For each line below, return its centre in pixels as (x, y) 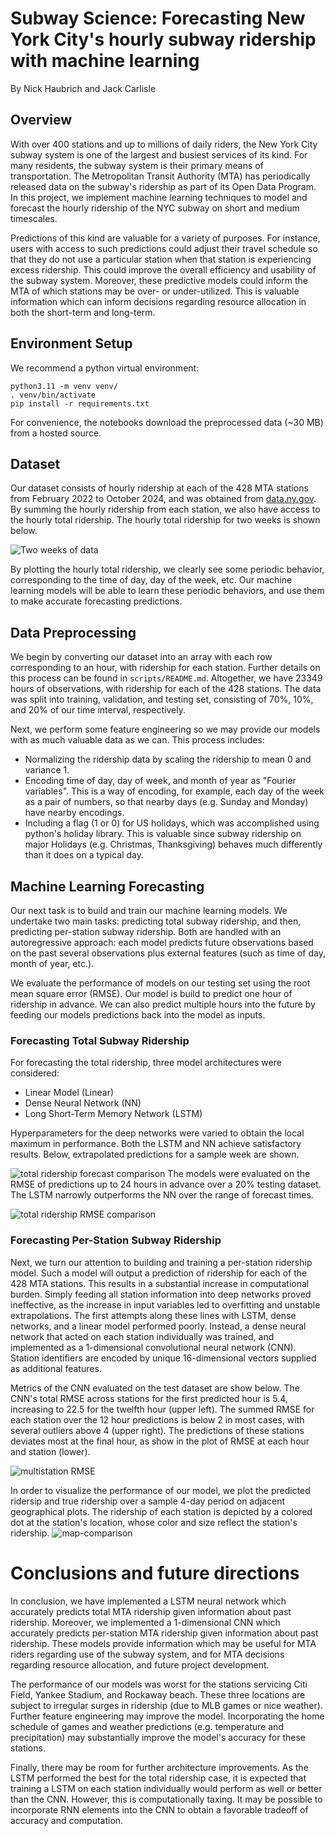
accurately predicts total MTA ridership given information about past (151, 1611)
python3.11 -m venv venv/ (64, 386)
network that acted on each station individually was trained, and (142, 1336)
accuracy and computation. (67, 1820)
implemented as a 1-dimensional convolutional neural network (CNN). (153, 1347)
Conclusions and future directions (155, 1573)
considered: (35, 1073)
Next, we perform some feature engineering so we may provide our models (165, 729)
